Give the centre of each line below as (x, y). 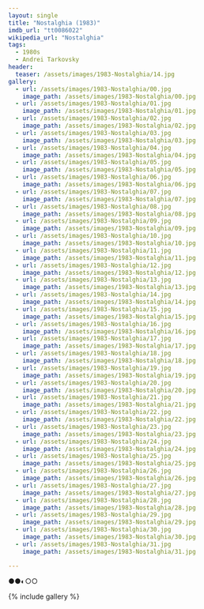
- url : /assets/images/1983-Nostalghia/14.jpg (93, 295)
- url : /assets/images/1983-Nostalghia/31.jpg (93, 544)
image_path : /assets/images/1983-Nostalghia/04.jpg (109, 155)
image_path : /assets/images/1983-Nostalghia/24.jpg (109, 449)
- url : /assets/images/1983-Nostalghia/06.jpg (93, 177)
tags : (17, 45)
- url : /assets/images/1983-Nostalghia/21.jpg (93, 397)
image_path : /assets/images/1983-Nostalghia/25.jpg (109, 464)
